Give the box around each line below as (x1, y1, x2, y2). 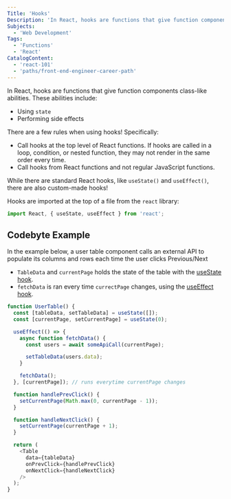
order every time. (16, 155, 67, 164)
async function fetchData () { (19, 335, 107, 342)
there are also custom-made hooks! (7, 184, 109, 192)
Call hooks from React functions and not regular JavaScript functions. (16, 163, 215, 171)
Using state (16, 107, 52, 115)
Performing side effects (16, 114, 85, 122)
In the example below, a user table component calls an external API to (7, 247, 205, 256)
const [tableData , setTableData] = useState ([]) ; (13, 310, 158, 317)
